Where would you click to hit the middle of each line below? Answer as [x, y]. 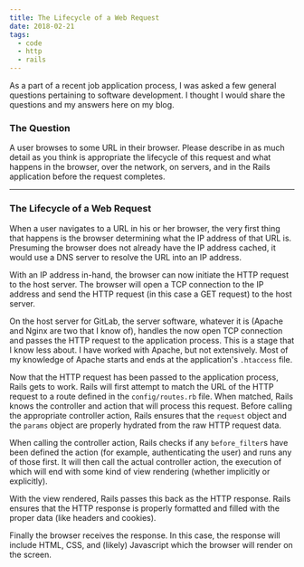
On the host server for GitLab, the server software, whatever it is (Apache [146, 321]
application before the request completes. [87, 176]
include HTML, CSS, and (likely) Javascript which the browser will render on [152, 544]
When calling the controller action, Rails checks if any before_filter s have [149, 442]
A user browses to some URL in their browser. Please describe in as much [147, 148]
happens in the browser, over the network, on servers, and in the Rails [140, 167]
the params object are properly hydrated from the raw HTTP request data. [146, 425]
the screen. [31, 554]
